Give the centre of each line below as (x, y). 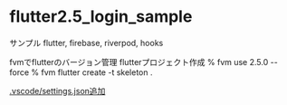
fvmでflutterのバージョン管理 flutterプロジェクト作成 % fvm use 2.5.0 (139, 62)
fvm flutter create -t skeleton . (96, 72)
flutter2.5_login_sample (101, 17)
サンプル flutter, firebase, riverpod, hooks (86, 43)
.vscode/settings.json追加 (57, 91)
